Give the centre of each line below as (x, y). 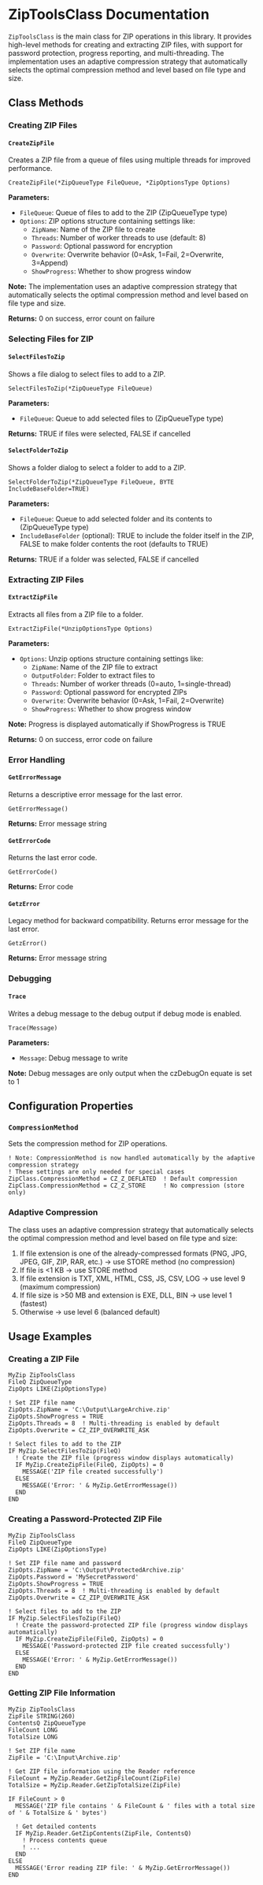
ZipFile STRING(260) (42, 1716)
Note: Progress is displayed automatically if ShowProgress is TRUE (117, 724)
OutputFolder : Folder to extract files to (93, 675)
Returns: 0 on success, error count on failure (81, 319)
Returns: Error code (41, 887)
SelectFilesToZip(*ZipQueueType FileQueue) (81, 388)
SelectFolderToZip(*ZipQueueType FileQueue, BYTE (91, 482)
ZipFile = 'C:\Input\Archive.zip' (65, 1757)
